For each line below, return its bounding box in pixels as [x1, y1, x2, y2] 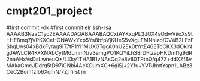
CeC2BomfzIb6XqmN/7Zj [6, 68, 69, 75]
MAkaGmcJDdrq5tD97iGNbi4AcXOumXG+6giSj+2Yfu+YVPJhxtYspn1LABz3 [6, 61, 193, 69]
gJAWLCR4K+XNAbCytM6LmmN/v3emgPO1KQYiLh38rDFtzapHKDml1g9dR [6, 49, 193, 56]
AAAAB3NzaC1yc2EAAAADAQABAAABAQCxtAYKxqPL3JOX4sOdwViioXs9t [6, 30, 193, 37]
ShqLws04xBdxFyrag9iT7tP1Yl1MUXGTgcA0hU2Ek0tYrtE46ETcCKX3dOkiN [6, 43, 193, 50]
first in [69, 68, 86, 75]
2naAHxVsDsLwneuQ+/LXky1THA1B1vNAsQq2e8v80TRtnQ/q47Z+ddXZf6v [6, 55, 192, 63]
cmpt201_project [6, 4, 93, 18]
